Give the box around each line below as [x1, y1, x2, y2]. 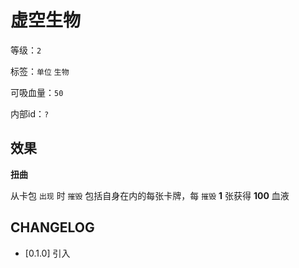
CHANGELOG [10, 219, 95, 236]
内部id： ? [10, 107, 50, 120]
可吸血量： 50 [10, 86, 64, 98]
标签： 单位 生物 [10, 65, 70, 77]
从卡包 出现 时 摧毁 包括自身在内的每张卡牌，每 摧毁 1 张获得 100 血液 [10, 189, 290, 201]
